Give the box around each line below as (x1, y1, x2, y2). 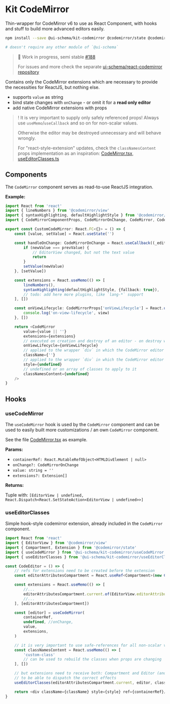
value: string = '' (12, 468, 54, 473)
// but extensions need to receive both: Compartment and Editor (14, 671, 155, 676)
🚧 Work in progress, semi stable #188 (17, 54, 96, 60)
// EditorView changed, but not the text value (32, 250, 135, 255)
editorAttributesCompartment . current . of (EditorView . (23, 591, 137, 597)
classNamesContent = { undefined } (23, 371, 90, 377)
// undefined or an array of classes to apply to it (23, 366, 137, 371)
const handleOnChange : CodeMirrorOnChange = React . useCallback (14, 240, 151, 245)
